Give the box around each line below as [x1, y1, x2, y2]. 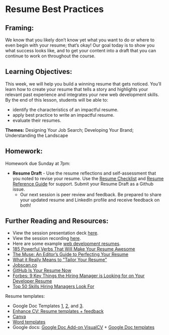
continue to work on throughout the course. [5, 53, 96, 59]
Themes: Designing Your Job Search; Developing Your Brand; [5, 127, 134, 133]
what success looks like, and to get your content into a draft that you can [5, 48, 156, 53]
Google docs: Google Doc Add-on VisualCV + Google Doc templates [12, 324, 155, 330]
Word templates [12, 319, 46, 325]
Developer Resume [12, 278, 52, 284]
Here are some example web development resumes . [12, 240, 121, 247]
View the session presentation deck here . [12, 230, 99, 236]
